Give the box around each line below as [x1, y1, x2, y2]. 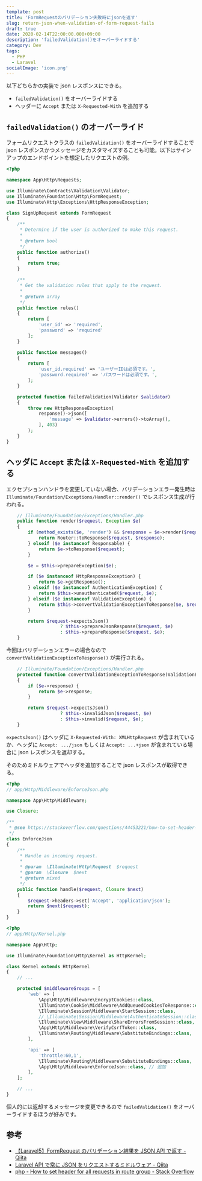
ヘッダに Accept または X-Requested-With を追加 [6, 457, 182, 467]
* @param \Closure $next [19, 869, 87, 876]
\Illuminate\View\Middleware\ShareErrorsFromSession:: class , [38, 1019, 195, 1025]
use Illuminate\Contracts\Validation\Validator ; [6, 187, 130, 194]
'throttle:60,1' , [38, 1053, 82, 1059]
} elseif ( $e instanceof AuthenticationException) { [28, 585, 163, 591]
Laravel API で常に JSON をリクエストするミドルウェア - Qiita [14, 1161, 168, 1168]
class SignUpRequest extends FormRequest [6, 210, 112, 216]
